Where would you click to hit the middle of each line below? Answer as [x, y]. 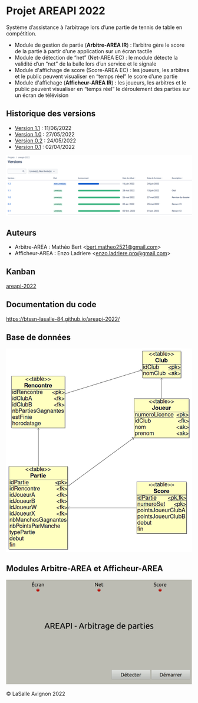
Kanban [21, 272]
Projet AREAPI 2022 [56, 11]
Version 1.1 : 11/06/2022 [43, 128]
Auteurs [22, 232]
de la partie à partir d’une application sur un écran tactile [83, 51]
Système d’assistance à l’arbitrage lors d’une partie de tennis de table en [94, 27]
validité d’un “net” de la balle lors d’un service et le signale [85, 64]
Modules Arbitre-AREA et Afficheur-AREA [85, 569]
